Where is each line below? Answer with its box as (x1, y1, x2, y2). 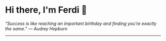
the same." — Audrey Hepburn (5, 25, 68, 31)
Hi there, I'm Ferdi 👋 (5, 4, 87, 16)
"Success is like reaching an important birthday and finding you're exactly (5, 20, 157, 26)
